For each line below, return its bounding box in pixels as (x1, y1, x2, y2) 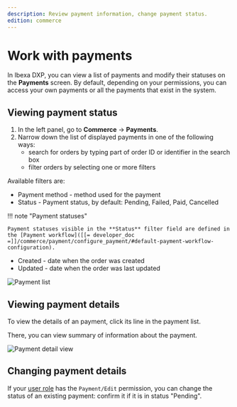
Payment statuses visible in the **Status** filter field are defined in (7, 225, 231, 233)
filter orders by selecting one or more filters (28, 163, 156, 172)
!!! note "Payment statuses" (7, 212, 87, 221)
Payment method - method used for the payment (17, 191, 161, 199)
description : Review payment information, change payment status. (7, 10, 208, 18)
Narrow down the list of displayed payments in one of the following (17, 133, 214, 142)
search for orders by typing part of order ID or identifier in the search (28, 148, 231, 157)
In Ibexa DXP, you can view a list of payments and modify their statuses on (7, 71, 226, 79)
